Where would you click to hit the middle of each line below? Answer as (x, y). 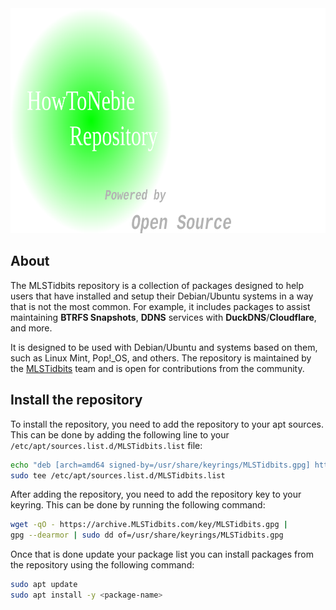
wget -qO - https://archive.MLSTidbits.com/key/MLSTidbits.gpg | (149, 525)
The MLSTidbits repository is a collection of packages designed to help (157, 285)
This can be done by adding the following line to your (120, 434)
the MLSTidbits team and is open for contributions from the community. (157, 368)
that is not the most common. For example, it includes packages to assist (160, 306)
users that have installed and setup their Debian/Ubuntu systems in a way (162, 296)
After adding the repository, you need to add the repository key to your (156, 494)
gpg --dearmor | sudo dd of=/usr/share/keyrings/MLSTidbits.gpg (147, 535)
